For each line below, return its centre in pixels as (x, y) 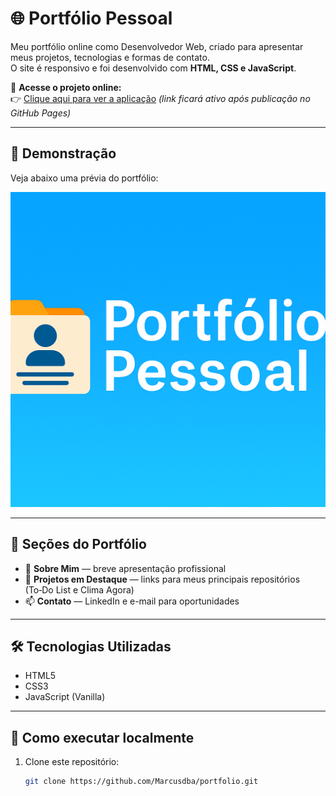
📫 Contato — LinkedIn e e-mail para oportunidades (132, 601)
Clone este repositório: (72, 762)
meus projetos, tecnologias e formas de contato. (110, 57)
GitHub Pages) (41, 113)
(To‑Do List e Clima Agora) (79, 589)
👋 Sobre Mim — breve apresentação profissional (125, 568)
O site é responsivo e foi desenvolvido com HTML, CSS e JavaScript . (153, 68)
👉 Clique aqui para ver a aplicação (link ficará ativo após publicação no (160, 98)
